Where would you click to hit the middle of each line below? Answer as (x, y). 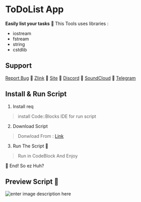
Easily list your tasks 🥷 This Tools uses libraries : (57, 23)
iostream (22, 33)
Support (19, 66)
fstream (21, 39)
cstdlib (20, 49)
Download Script (30, 126)
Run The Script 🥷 (30, 146)
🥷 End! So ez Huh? (25, 166)
